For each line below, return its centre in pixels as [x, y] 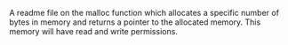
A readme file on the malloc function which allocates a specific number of [144, 13]
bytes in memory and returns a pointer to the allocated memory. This [135, 22]
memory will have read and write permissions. [93, 31]
